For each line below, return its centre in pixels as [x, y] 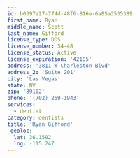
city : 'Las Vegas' [34, 79]
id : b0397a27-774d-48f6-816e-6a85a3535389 [70, 14]
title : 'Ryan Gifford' [40, 124]
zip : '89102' [26, 92]
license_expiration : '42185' [50, 59]
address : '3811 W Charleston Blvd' [59, 66]
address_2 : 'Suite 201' [42, 72]
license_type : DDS [34, 40]
